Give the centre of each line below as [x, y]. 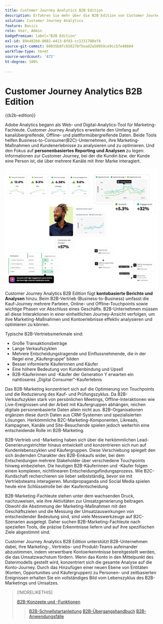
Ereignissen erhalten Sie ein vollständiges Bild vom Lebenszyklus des [74, 578]
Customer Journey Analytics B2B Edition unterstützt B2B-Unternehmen [76, 541]
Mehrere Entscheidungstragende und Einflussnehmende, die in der [79, 354]
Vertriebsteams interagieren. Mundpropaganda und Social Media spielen [78, 481]
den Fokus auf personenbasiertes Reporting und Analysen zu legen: [75, 151]
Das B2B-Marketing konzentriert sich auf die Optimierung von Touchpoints [80, 389]
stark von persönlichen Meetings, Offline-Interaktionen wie [96, 399]
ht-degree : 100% [21, 62]
